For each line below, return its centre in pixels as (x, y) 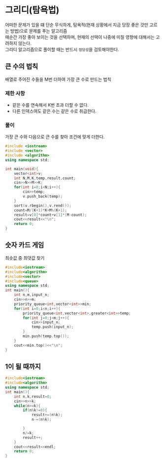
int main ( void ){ (22, 169)
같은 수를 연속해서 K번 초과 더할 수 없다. (50, 105)
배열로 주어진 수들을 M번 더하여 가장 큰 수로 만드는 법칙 (58, 79)
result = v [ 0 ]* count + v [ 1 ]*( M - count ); (50, 215)
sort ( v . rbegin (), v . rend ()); (43, 205)
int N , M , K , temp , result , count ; (45, 178)
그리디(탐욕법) (32, 10)
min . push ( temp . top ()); (46, 336)
